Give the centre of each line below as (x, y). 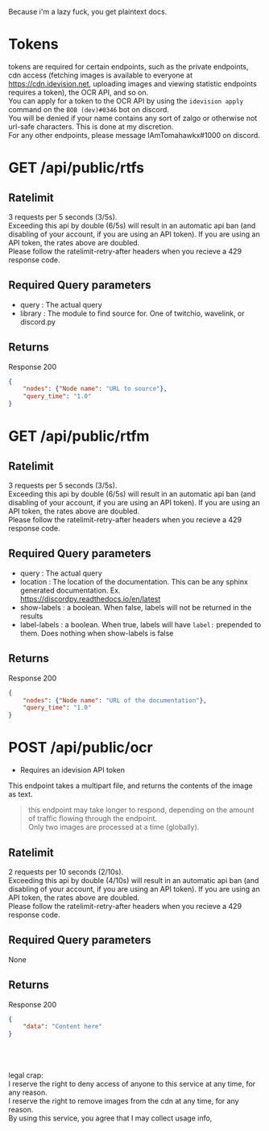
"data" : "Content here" (63, 1027)
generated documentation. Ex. (70, 590)
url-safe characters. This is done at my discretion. (91, 126)
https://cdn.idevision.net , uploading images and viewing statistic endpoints (133, 83)
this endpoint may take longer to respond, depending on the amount (141, 810)
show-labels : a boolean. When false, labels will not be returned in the (136, 607)
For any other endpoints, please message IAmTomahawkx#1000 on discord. (134, 135)
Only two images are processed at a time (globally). (114, 827)
